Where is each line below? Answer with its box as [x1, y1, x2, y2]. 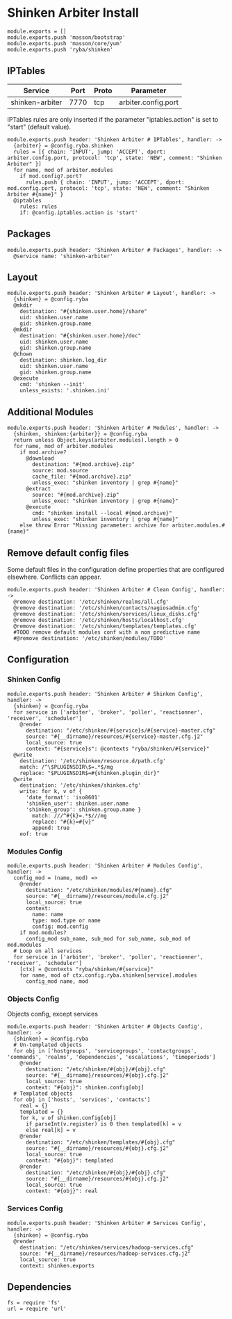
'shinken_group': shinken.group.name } [25, 806, 141, 813]
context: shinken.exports [19, 1262, 95, 1269]
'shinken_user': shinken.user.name [25, 800, 129, 807]
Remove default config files [7, 547, 129, 559]
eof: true [19, 830, 49, 838]
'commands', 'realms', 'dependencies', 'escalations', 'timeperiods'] [7, 1054, 216, 1061]
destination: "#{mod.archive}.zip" [32, 461, 135, 468]
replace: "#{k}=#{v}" [32, 818, 95, 825]
